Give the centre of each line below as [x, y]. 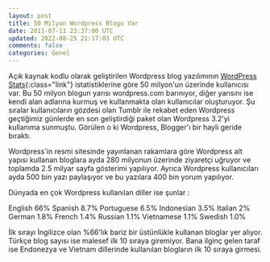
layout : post [30, 16]
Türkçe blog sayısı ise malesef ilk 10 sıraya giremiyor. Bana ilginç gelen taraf [134, 241]
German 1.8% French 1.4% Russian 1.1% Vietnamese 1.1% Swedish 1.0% [127, 217]
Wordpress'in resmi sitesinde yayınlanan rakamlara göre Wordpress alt [126, 151]
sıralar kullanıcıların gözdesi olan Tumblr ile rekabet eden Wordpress [122, 110]
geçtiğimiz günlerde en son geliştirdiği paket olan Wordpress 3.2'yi [119, 119]
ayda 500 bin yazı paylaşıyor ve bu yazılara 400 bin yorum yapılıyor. [121, 177]
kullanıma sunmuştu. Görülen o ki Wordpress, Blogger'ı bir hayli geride [125, 127]
